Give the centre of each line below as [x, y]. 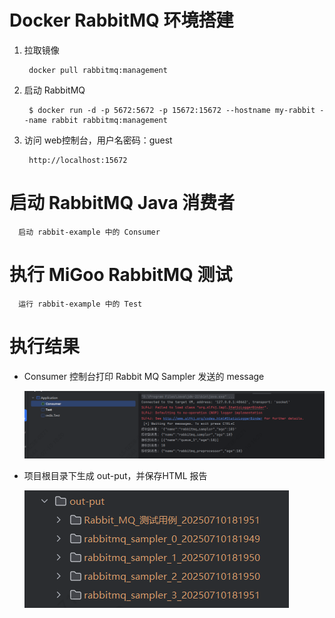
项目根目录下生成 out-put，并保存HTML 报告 [115, 476]
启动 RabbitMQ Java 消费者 [122, 203]
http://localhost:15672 [78, 160]
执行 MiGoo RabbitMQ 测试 [121, 275]
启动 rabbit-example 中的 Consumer [89, 232]
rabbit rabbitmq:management [109, 120]
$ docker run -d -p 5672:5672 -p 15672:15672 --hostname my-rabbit [172, 110]
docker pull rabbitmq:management [98, 70]
